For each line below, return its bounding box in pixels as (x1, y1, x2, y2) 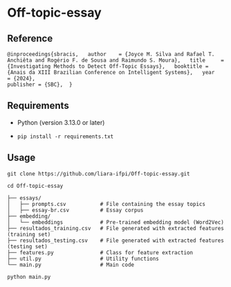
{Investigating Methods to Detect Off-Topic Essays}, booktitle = (7, 63, 209, 70)
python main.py (7, 273, 51, 280)
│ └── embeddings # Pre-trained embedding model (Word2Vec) (7, 218, 225, 226)
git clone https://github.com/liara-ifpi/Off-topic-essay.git (7, 170, 190, 177)
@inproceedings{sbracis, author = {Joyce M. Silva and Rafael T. (7, 51, 215, 58)
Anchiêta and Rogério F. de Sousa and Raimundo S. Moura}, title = (7, 57, 225, 64)
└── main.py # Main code (7, 261, 135, 268)
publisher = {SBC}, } (7, 81, 73, 88)
